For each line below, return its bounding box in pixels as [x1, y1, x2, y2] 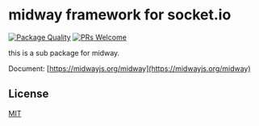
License [8, 87, 49, 101]
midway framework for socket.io [8, 6, 232, 24]
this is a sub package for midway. [8, 48, 120, 57]
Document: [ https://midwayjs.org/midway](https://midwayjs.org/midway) [8, 63, 252, 73]
